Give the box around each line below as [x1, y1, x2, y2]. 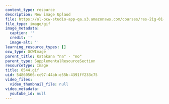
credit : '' [10, 35, 33, 40]
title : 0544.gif [5, 68, 39, 73]
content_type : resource [5, 7, 55, 12]
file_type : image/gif [5, 21, 51, 26]
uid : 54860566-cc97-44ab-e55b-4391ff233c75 [5, 72, 98, 77]
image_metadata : [5, 26, 39, 31]
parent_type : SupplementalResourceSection [5, 58, 96, 63]
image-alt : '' [10, 40, 39, 45]
